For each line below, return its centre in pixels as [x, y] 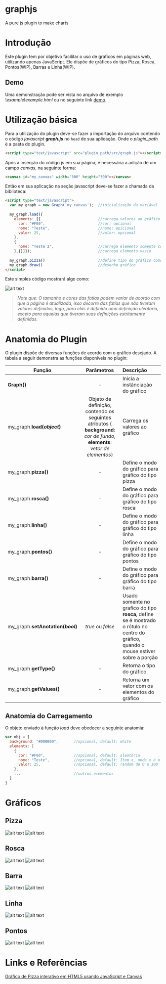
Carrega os [136, 421]
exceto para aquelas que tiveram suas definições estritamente [81, 314]
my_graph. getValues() [34, 689]
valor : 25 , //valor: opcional [77, 233]
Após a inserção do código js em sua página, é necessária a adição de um [81, 162]
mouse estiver [139, 652]
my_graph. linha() [27, 525]
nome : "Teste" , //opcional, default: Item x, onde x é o [89, 760]
